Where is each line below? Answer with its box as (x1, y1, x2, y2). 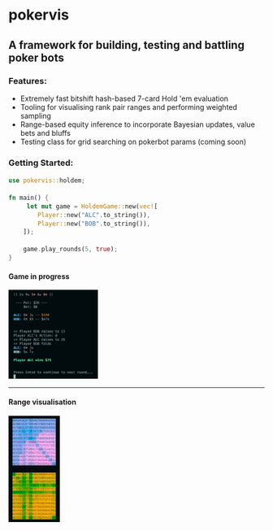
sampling (19, 111, 51, 120)
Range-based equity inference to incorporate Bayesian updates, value (19, 120, 256, 129)
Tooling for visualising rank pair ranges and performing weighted (19, 102, 238, 111)
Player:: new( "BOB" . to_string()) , (37, 220, 151, 228)
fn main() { (8, 194, 49, 202)
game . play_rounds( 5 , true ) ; (23, 246, 118, 254)
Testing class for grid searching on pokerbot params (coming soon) (19, 137, 247, 146)
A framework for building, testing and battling (8, 38, 245, 52)
